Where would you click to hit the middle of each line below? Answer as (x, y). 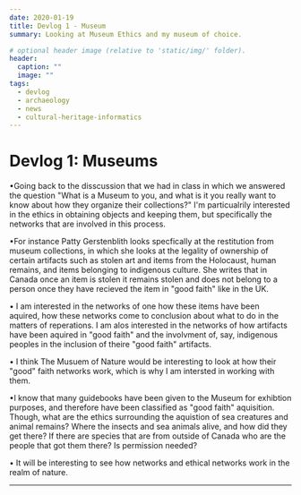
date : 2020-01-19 (42, 17)
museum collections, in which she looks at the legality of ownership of (139, 251)
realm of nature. (39, 473)
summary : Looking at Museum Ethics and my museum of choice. (126, 34)
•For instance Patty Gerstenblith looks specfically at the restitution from (142, 242)
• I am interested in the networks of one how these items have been (134, 306)
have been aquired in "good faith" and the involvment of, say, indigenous (144, 335)
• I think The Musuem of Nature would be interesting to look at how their (143, 362)
